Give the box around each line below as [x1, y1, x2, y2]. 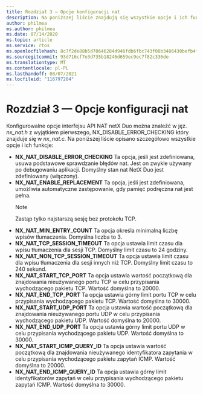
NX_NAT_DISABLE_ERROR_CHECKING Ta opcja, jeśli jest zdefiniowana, [14, 153, 195, 161]
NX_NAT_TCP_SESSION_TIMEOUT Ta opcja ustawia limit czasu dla [14, 240, 183, 247]
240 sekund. [14, 265, 47, 273]
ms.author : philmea [6, 25, 56, 32]
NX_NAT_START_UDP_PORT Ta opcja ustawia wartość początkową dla [14, 304, 193, 311]
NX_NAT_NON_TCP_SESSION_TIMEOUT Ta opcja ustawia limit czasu [14, 253, 189, 260]
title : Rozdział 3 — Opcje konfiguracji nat [6, 8, 120, 15]
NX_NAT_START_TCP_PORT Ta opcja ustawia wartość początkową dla [14, 272, 192, 279]
